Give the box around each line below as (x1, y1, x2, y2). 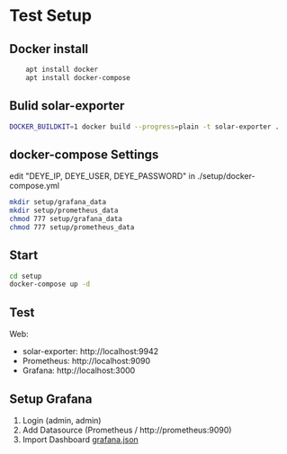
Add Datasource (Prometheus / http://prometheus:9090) (22, 424, 232, 435)
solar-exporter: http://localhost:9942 (22, 346, 159, 357)
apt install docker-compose (25, 73, 130, 82)
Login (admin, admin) (22, 414, 102, 425)
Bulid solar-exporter (9, 98, 125, 113)
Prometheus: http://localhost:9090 (22, 356, 151, 367)
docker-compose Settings (9, 147, 159, 162)
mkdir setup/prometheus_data (9, 206, 119, 216)
